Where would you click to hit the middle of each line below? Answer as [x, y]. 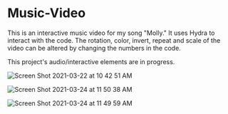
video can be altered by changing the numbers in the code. [94, 48]
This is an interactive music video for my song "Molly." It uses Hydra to [111, 33]
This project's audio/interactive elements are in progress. [91, 61]
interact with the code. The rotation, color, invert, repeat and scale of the [114, 40]
